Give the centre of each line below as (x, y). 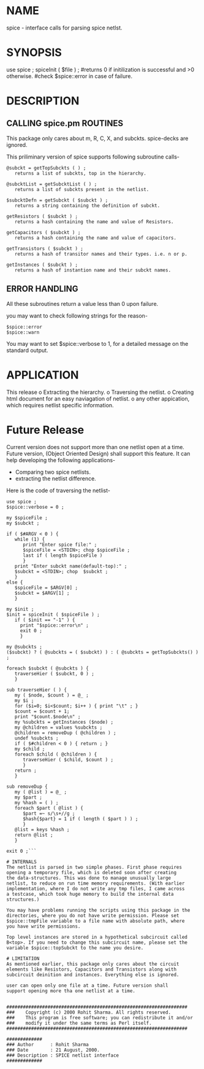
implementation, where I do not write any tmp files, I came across (96, 888)
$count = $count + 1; (42, 711)
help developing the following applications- (61, 460)
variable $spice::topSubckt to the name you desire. (75, 948)
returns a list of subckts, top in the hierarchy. (81, 173)
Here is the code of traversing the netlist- (58, 490)
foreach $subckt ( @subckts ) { (47, 668)
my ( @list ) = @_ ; (41, 792)
